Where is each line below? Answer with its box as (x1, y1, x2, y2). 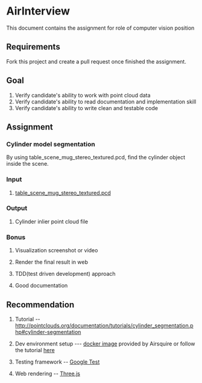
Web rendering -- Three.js (14, 370, 80, 377)
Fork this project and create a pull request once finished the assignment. (6, 57, 187, 65)
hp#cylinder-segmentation (14, 328, 81, 335)
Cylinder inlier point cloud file (14, 218, 89, 225)
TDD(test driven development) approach (14, 270, 116, 278)
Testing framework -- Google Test (14, 358, 100, 365)
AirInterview (6, 4, 71, 18)
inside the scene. (6, 160, 49, 168)
